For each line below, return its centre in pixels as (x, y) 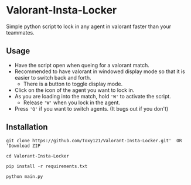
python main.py (25, 176)
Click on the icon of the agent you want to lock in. (74, 90)
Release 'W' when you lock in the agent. (71, 102)
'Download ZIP (23, 146)
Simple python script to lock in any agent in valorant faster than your (89, 26)
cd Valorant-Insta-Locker (37, 156)
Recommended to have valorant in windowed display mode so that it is (100, 71)
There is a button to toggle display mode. (73, 84)
